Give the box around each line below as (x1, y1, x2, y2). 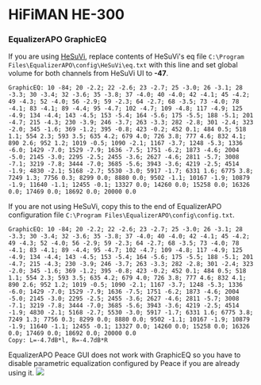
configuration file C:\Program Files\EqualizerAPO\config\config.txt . (8, 210, 236, 219)
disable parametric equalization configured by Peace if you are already (8, 359, 240, 368)
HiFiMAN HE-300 (8, 6, 125, 24)
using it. (8, 368, 34, 378)
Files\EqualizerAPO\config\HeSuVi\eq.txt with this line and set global (8, 60, 238, 70)
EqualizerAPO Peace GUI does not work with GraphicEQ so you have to (8, 350, 241, 360)
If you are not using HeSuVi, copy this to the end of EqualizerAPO (8, 202, 222, 212)
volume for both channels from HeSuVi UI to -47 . (8, 69, 169, 78)
